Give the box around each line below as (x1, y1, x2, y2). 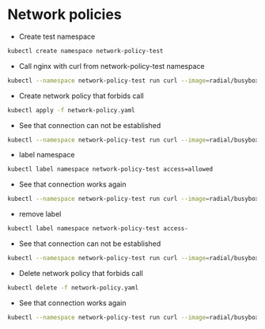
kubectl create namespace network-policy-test (7, 47, 164, 55)
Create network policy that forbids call (18, 91, 144, 100)
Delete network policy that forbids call (18, 268, 143, 278)
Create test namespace (18, 32, 96, 41)
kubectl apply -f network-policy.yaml (7, 106, 135, 114)
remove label (18, 210, 62, 219)
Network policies (7, 6, 122, 24)
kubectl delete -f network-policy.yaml (7, 283, 139, 292)
